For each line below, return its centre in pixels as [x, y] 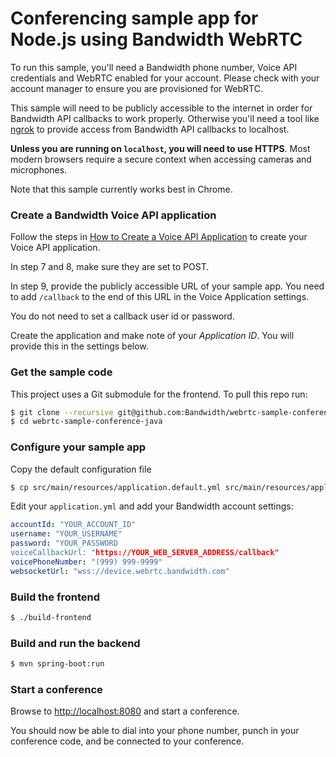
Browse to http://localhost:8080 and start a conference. [125, 711]
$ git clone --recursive [62, 412]
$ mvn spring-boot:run [57, 664]
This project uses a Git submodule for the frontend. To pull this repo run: [159, 394]
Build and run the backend [75, 643]
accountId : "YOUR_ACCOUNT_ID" [73, 525]
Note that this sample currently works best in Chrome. [121, 189]
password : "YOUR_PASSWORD [64, 543]
